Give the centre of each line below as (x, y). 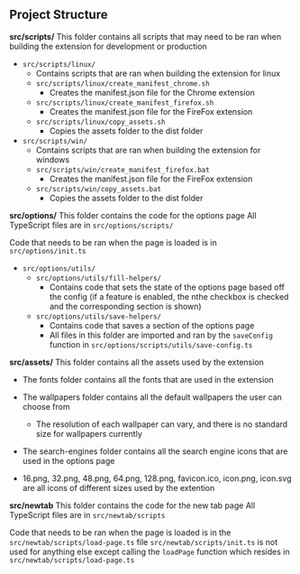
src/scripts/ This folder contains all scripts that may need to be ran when (145, 36)
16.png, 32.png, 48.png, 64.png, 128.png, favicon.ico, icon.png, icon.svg (157, 478)
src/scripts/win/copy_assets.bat (99, 189)
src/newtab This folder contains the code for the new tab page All (132, 505)
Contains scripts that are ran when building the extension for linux (158, 73)
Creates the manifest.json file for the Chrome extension (152, 92)
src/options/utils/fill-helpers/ (99, 278)
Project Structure (59, 15)
